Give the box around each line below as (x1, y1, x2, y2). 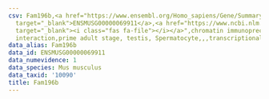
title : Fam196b (8, 78, 59, 86)
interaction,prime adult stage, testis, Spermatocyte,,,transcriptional (15, 34, 263, 42)
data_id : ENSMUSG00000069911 (8, 49, 106, 57)
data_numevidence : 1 (8, 57, 78, 65)
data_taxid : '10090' (8, 71, 78, 79)
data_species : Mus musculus (8, 64, 102, 72)
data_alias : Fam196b (8, 42, 78, 49)
